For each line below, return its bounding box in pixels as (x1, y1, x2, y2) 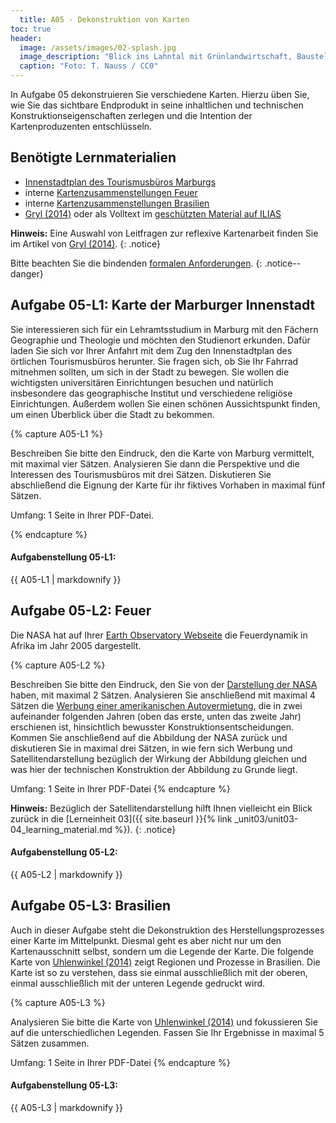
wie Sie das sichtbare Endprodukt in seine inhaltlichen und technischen (10, 99, 304, 111)
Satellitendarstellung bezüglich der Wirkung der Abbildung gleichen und (10, 752, 308, 765)
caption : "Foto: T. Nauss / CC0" (19, 61, 159, 71)
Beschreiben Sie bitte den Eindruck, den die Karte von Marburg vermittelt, (10, 447, 315, 459)
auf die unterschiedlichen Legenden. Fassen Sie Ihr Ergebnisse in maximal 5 (10, 1026, 325, 1038)
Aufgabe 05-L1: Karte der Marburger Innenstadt (10, 297, 316, 314)
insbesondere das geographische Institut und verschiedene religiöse (10, 387, 293, 399)
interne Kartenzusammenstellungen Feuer (24, 186, 198, 198)
